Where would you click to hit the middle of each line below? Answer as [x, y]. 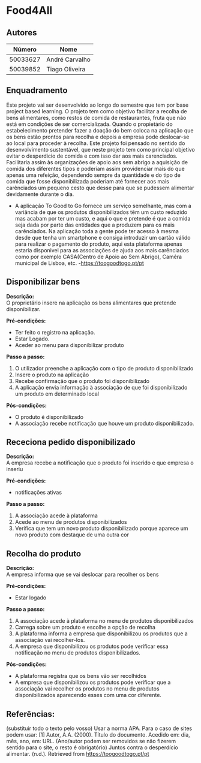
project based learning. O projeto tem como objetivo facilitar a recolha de [97, 111]
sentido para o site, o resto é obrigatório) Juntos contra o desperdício [92, 747]
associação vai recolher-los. [50, 640]
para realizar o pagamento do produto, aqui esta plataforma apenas [98, 244]
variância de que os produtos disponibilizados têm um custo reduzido [101, 212]
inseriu [15, 469]
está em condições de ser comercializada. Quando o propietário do [89, 124]
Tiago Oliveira [66, 69]
